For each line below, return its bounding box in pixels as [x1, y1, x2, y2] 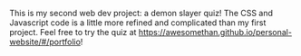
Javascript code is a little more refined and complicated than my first [9, 17, 267, 28]
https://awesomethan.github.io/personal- [138, 27, 293, 37]
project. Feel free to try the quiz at [9, 27, 137, 37]
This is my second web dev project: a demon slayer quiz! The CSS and [9, 8, 274, 18]
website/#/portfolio [9, 36, 82, 47]
